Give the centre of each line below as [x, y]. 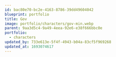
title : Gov [16, 19]
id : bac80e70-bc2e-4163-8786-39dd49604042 [49, 10]
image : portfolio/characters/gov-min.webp [49, 24]
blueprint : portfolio [27, 14]
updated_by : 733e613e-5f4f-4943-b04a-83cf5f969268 [58, 42]
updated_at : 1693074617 [29, 47]
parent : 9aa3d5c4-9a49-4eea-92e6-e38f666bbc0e [54, 28]
